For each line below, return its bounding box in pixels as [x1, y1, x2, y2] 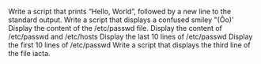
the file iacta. [8, 49, 51, 58]
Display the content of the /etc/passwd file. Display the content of [8, 24, 223, 32]
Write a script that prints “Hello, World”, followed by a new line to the [8, 7, 232, 16]
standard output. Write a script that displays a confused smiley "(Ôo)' [8, 15, 235, 24]
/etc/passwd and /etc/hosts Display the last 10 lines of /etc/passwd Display [8, 32, 253, 41]
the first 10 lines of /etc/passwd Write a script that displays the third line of [8, 40, 251, 50]
